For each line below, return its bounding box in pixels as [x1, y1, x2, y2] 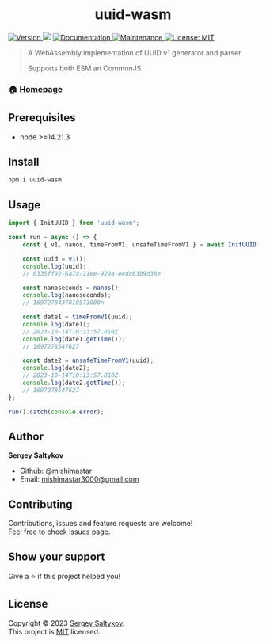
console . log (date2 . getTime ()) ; [22, 379, 126, 387]
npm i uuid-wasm [8, 176, 62, 184]
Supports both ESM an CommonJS [27, 63, 142, 73]
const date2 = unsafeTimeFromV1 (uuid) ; [22, 356, 154, 365]
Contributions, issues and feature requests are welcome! [8, 519, 193, 528]
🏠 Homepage [8, 83, 63, 94]
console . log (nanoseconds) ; [22, 292, 112, 299]
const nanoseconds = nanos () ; [22, 284, 123, 292]
